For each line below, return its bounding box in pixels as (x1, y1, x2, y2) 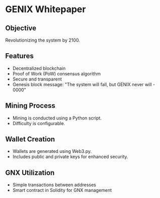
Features (5, 52, 34, 60)
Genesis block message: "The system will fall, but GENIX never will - (12, 81, 155, 87)
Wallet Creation (5, 135, 56, 144)
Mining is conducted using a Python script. (12, 115, 102, 121)
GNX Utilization (5, 168, 55, 177)
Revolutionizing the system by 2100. (5, 37, 80, 43)
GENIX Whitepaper (5, 4, 86, 15)
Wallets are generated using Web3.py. (12, 148, 92, 154)
